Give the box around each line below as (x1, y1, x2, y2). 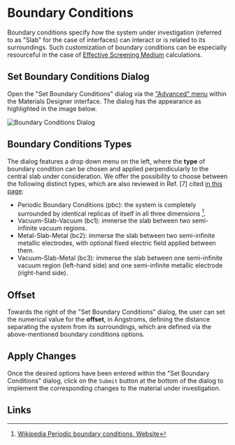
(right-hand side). (17, 269, 69, 277)
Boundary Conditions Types (7, 138, 132, 150)
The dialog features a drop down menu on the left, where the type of (7, 157, 206, 166)
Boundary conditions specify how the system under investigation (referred (7, 28, 222, 36)
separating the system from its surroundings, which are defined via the (7, 323, 212, 331)
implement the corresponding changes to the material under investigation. (7, 384, 221, 392)
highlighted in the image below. (7, 104, 97, 113)
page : (7, 187, 24, 195)
